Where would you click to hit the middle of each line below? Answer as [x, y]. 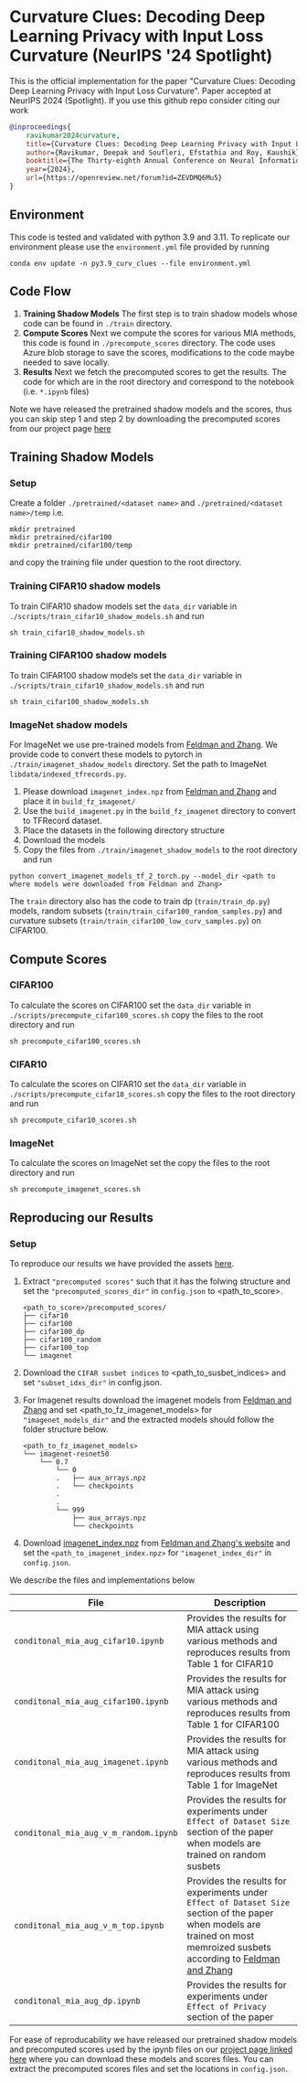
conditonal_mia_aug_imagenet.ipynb [91, 1763]
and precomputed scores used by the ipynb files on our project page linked [151, 2049]
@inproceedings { [40, 127]
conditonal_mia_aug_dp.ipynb [77, 2001]
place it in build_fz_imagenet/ [79, 801]
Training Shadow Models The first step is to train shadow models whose [160, 314]
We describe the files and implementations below [102, 1580]
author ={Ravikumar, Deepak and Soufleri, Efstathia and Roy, [144, 153]
